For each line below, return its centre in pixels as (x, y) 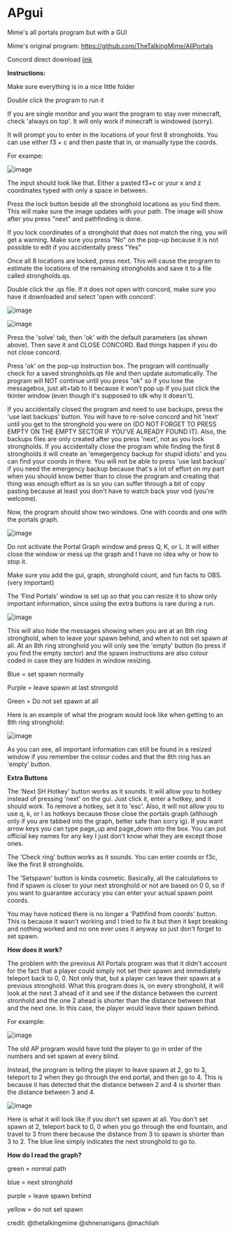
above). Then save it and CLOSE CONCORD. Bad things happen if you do (113, 345)
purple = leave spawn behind (49, 1195)
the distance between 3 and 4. (51, 1092)
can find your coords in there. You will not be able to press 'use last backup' (117, 461)
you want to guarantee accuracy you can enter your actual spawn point (110, 893)
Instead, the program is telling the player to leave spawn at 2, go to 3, (107, 1069)
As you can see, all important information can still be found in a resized (109, 749)
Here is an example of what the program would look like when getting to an (115, 714)
